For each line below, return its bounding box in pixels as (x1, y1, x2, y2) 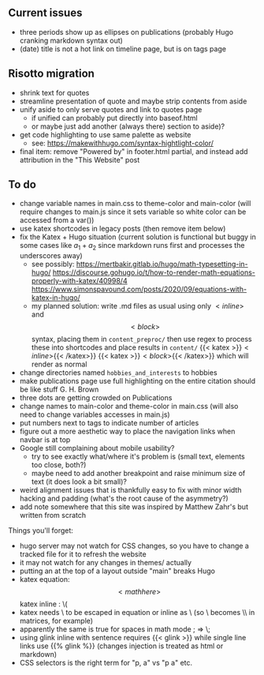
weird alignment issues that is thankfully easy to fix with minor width (19, 486, 242, 495)
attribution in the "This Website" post (19, 155, 140, 164)
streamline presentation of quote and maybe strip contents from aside (19, 96, 247, 106)
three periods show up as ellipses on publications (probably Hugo (19, 27, 234, 36)
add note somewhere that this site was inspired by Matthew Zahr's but (19, 502, 248, 512)
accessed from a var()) (19, 216, 95, 225)
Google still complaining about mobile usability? (19, 444, 175, 453)
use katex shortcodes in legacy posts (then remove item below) (19, 224, 226, 234)
